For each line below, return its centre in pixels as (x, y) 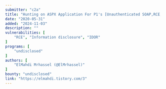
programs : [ (17, 46)
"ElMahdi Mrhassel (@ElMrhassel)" (49, 65)
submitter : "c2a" (23, 10)
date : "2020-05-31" (25, 19)
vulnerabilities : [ (25, 33)
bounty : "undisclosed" (28, 74)
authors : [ (16, 60)
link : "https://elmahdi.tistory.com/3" (46, 79)
